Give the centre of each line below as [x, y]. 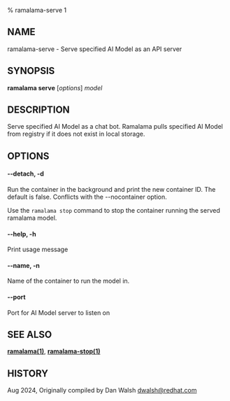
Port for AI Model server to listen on [59, 312]
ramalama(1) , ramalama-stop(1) [54, 351]
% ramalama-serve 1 [37, 10]
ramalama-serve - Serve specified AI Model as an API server [95, 49]
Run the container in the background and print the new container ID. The [112, 190]
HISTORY [28, 373]
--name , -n [23, 265]
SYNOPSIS [31, 71]
